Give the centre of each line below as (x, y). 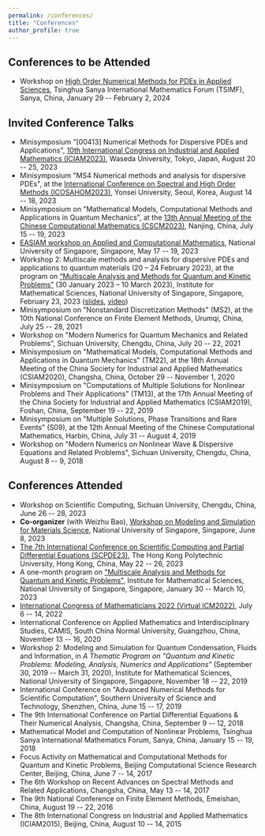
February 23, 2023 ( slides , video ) (74, 301)
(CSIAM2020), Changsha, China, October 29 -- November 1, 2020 (127, 377)
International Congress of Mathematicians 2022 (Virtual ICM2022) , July (136, 605)
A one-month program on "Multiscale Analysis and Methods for (123, 572)
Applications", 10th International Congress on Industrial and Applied (129, 150)
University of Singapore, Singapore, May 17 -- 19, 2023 (109, 251)
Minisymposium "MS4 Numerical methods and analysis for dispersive (132, 175)
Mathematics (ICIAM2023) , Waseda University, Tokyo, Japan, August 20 (138, 158)
